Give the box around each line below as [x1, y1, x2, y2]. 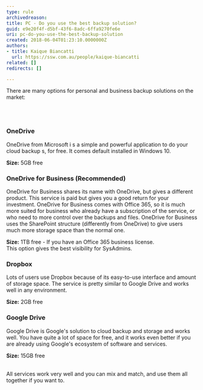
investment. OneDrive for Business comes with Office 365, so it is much [6, 201, 186, 208]
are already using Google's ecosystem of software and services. [6, 340, 168, 348]
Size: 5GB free [6, 159, 44, 166]
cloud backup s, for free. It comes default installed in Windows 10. [6, 147, 171, 155]
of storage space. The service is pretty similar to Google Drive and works [6, 280, 189, 287]
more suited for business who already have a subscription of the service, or [6, 207, 195, 214]
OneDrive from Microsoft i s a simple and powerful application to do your [6, 141, 188, 148]
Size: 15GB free [6, 352, 45, 359]
